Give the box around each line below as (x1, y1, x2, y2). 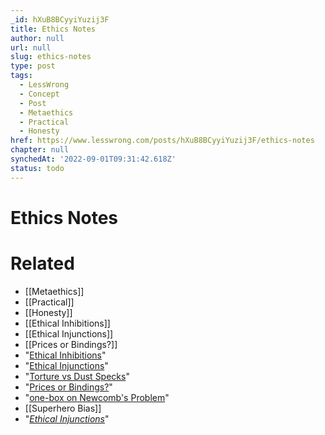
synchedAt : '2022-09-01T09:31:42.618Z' (10, 154, 177, 164)
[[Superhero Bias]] (24, 402, 102, 414)
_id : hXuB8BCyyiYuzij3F (10, 14, 110, 25)
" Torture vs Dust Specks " (24, 370, 130, 382)
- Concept (19, 89, 60, 99)
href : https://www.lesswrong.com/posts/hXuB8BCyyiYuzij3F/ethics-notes (10, 136, 315, 146)
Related (10, 252, 75, 275)
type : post (10, 61, 56, 71)
